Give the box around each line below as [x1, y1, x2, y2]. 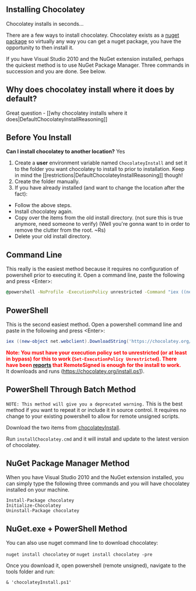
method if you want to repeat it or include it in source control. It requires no [6, 406, 187, 413]
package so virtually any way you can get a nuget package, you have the [6, 37, 182, 44]
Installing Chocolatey [6, 5, 85, 15]
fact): [14, 190, 28, 198]
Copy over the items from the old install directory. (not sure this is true [14, 214, 183, 221]
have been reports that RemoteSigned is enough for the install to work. [6, 361, 181, 368]
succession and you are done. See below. [6, 67, 106, 75]
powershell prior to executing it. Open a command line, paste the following [6, 272, 185, 279]
